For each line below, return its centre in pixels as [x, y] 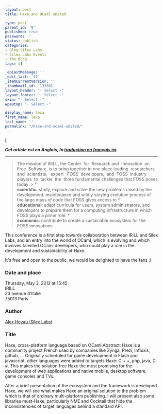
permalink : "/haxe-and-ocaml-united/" [44, 126]
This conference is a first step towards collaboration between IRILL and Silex [81, 235]
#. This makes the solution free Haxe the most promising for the [69, 366]
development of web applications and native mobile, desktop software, [76, 371]
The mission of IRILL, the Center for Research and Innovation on [83, 163]
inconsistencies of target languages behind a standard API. [64, 406]
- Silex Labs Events [26, 54]
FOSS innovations [35, 225]
